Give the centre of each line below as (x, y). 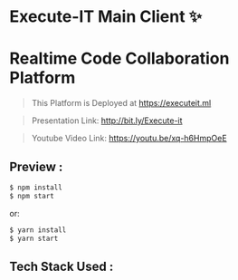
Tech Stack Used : (62, 266)
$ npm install (36, 188)
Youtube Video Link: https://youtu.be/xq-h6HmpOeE (129, 139)
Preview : (36, 166)
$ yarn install (38, 230)
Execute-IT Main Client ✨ (106, 17)
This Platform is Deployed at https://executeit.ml (121, 103)
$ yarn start (34, 238)
